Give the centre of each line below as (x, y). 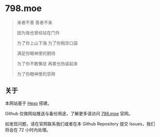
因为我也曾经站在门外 (38, 32)
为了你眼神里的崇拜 (36, 74)
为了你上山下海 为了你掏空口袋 (47, 43)
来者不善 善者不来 (34, 22)
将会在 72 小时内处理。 (28, 130)
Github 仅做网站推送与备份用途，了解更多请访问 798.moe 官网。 (69, 113)
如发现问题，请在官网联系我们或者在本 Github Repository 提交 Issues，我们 (80, 123)
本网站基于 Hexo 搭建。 (28, 103)
